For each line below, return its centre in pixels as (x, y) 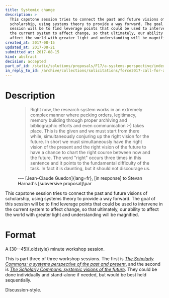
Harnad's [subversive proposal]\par (55, 183)
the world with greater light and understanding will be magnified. (72, 214)
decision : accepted (26, 61)
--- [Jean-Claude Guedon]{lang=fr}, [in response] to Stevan (80, 178)
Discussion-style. (23, 289)
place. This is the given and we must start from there (85, 131)
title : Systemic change (30, 10)
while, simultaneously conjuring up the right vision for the (90, 136)
